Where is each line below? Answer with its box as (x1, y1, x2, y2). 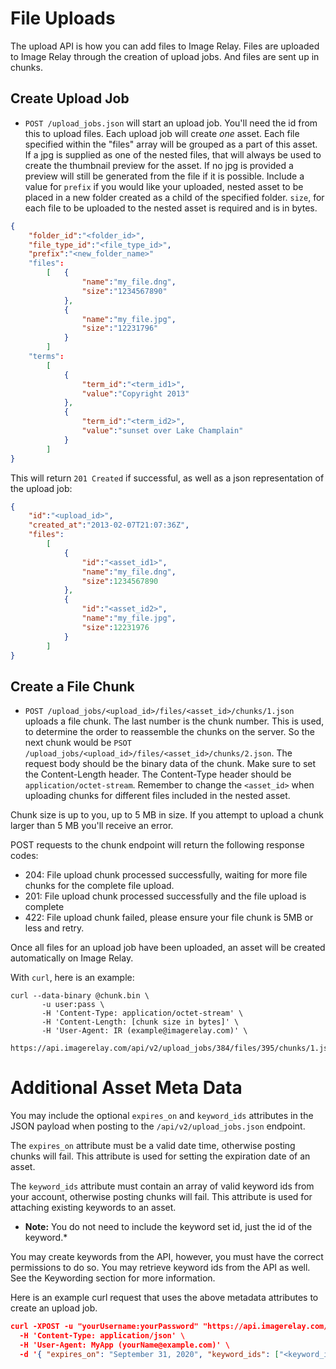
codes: (10, 850, 39, 862)
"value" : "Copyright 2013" (81, 388, 190, 399)
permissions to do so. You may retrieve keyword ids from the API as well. (10, 1262, 311, 1274)
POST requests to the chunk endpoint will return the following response (10, 839, 305, 851)
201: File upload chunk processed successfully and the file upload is (24, 890, 307, 902)
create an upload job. (10, 1302, 98, 1314)
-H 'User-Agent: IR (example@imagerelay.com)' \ (41, 1026, 248, 1036)
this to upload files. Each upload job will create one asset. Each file (24, 127, 300, 139)
